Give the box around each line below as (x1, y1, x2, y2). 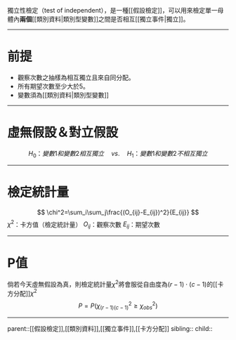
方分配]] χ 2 (7, 287, 37, 297)
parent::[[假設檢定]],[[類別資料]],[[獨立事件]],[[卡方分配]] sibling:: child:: (7, 324, 213, 332)
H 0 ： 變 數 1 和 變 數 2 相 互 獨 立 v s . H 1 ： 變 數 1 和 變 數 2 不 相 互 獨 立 (28, 149, 208, 159)
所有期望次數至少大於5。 (17, 81, 90, 90)
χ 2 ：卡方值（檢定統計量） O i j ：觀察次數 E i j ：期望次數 (7, 218, 160, 230)
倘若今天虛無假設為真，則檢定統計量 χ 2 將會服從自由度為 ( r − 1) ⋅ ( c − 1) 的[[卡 (7, 279, 224, 288)
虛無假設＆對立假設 (7, 125, 119, 140)
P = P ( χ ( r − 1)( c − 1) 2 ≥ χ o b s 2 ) (78, 301, 158, 311)
